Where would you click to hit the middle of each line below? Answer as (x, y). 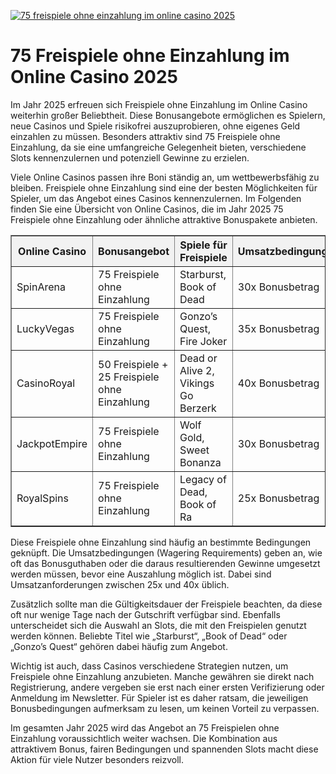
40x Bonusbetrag (278, 383)
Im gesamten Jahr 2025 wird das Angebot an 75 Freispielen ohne (145, 727)
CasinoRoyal (46, 383)
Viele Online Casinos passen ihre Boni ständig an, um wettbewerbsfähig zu (165, 177)
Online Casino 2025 (94, 77)
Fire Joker (203, 341)
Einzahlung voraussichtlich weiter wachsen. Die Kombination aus (144, 738)
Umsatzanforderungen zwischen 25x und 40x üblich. (120, 584)
